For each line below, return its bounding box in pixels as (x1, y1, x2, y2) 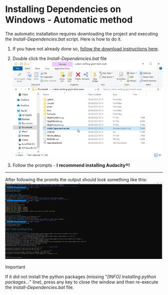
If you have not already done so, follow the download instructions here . (12, 46, 159, 52)
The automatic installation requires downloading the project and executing (5, 31, 158, 37)
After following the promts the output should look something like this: (5, 177, 147, 183)
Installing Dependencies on (5, 4, 121, 15)
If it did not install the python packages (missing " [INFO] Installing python (5, 274, 156, 280)
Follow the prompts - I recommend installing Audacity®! (12, 162, 130, 168)
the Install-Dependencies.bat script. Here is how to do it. (5, 36, 122, 42)
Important (5, 264, 25, 270)
